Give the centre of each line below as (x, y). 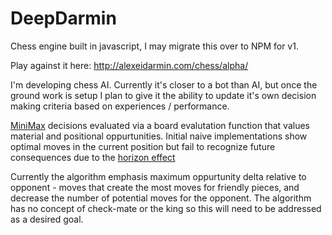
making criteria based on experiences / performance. (120, 106)
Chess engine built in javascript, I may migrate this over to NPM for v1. (154, 46)
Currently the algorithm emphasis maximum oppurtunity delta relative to (158, 176)
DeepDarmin (63, 18)
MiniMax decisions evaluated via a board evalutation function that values (160, 125)
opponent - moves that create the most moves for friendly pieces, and (155, 187)
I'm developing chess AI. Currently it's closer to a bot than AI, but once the (164, 84)
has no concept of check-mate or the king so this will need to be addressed (166, 208)
